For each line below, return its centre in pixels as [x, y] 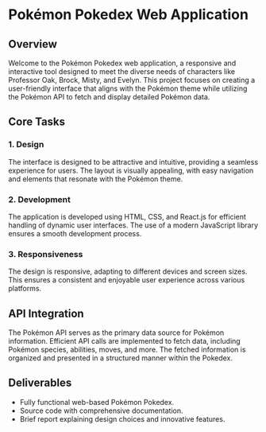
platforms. [25, 289]
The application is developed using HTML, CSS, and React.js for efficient [127, 216]
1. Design [26, 145]
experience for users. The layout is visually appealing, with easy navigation [131, 170]
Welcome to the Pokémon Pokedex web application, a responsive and [122, 63]
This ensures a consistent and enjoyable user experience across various [127, 280]
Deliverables [40, 383]
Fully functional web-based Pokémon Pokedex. [97, 402]
